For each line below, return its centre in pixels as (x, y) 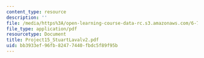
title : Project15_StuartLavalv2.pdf (53, 40)
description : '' (27, 18)
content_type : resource (36, 12)
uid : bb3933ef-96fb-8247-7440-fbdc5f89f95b (62, 46)
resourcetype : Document (36, 34)
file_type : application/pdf (42, 29)
